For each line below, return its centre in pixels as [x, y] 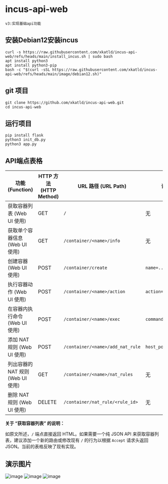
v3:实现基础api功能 [23, 24]
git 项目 [17, 91]
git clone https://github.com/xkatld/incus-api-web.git [64, 102]
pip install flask [24, 136]
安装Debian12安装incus [42, 40]
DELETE [47, 402]
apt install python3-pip [31, 65]
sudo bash [102, 56]
